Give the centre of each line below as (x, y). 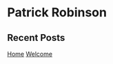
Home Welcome (30, 54)
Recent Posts (36, 38)
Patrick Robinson (57, 13)
